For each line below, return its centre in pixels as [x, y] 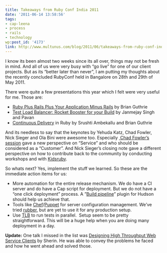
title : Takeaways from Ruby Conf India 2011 [52, 10]
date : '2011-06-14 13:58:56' [35, 14]
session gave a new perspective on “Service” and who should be [72, 143]
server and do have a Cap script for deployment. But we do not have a [84, 189]
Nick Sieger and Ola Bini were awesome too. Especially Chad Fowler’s [77, 137]
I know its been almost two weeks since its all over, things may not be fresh [82, 61]
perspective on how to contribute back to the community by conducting [79, 153]
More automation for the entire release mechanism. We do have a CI [82, 183]
